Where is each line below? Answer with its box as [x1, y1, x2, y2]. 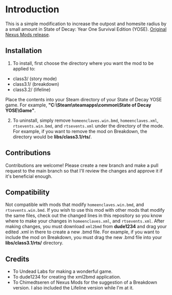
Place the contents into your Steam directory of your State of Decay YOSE [5, 96, 162, 102]
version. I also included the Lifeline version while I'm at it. [12, 285, 134, 291]
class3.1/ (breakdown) [12, 81, 60, 87]
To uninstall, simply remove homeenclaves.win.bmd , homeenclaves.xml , [12, 117, 159, 123]
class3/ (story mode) [12, 76, 58, 82]
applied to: [12, 65, 36, 71]
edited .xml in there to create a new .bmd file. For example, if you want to [5, 229, 160, 235]
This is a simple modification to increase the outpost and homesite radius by [5, 21, 167, 27]
